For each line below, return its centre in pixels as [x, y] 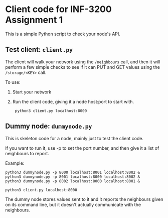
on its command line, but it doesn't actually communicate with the [73, 204]
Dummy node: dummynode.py [49, 126]
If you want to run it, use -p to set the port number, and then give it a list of [82, 148]
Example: [15, 163]
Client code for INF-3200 [58, 9]
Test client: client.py [39, 49]
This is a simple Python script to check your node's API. [63, 34]
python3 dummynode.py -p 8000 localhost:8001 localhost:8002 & [73, 172]
